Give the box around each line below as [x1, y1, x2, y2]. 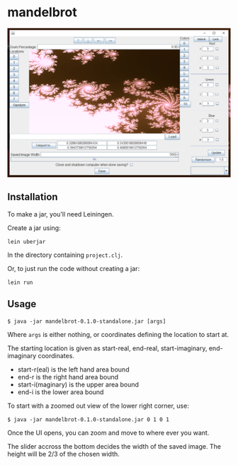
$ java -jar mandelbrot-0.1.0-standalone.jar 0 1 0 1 [7, 415, 170, 423]
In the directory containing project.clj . [7, 251, 123, 259]
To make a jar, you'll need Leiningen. [7, 209, 115, 218]
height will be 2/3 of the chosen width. [7, 449, 120, 458]
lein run [7, 279, 33, 286]
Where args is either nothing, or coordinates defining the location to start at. [7, 330, 229, 338]
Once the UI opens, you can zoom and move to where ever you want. [7, 428, 210, 437]
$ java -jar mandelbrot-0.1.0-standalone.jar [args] [7, 318, 166, 325]
